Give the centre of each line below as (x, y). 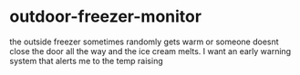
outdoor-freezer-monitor (106, 17)
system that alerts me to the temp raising (87, 61)
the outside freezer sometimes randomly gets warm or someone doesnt (145, 42)
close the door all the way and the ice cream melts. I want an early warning (150, 51)
